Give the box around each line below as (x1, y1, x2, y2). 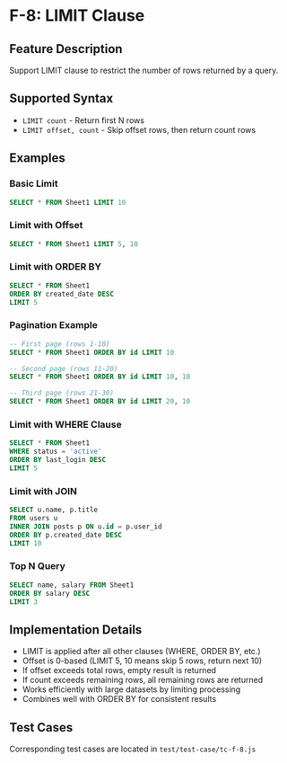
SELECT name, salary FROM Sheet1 (9, 581, 135, 590)
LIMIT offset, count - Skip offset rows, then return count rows (22, 124, 257, 135)
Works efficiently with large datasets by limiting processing (22, 684, 241, 695)
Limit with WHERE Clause (9, 418, 123, 430)
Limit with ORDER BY (9, 261, 101, 273)
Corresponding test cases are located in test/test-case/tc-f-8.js (9, 743, 257, 755)
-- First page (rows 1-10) (9, 339, 110, 349)
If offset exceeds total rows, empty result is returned (22, 665, 217, 676)
